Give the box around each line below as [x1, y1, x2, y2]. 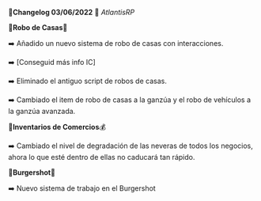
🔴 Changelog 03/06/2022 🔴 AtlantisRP [8, 8, 135, 17]
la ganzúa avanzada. [8, 107, 76, 116]
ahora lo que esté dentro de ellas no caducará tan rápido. [8, 153, 195, 161]
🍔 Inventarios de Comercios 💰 [8, 123, 107, 131]
